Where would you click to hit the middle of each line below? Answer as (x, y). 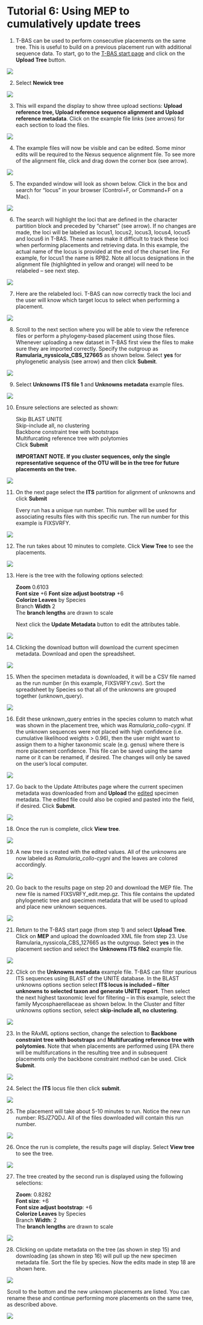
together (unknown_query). (49, 696)
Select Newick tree (39, 83)
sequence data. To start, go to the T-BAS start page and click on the (100, 53)
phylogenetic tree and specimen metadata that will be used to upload (101, 900)
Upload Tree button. (41, 60)
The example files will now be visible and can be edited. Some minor (101, 148)
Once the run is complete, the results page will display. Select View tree (105, 1147)
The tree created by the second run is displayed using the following (99, 1176)
